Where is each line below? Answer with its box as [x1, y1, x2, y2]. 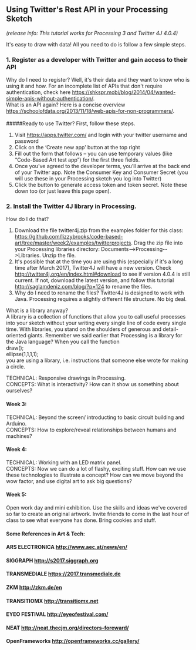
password [14, 138, 39, 145]
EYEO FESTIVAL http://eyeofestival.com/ [6, 611, 109, 618]
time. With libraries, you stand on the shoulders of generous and [6, 326, 162, 333]
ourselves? [6, 387, 33, 394]
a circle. [6, 363, 25, 370]
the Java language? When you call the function [6, 338, 120, 346]
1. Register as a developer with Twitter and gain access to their [6, 55, 188, 63]
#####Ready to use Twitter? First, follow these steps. [6, 120, 136, 127]
